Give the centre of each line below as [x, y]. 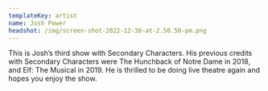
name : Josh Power [37, 23]
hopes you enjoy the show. [53, 79]
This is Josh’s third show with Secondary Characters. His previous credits [130, 53]
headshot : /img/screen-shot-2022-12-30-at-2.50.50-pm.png [107, 30]
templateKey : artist [43, 16]
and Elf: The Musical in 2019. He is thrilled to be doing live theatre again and [134, 70]
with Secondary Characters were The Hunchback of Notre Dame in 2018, [130, 61]
